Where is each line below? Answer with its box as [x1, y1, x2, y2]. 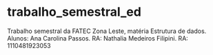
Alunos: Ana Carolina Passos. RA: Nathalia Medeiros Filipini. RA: [7, 34, 188, 42]
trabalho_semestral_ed [7, 4, 141, 20]
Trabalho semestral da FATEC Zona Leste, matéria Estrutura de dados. [7, 27, 207, 35]
